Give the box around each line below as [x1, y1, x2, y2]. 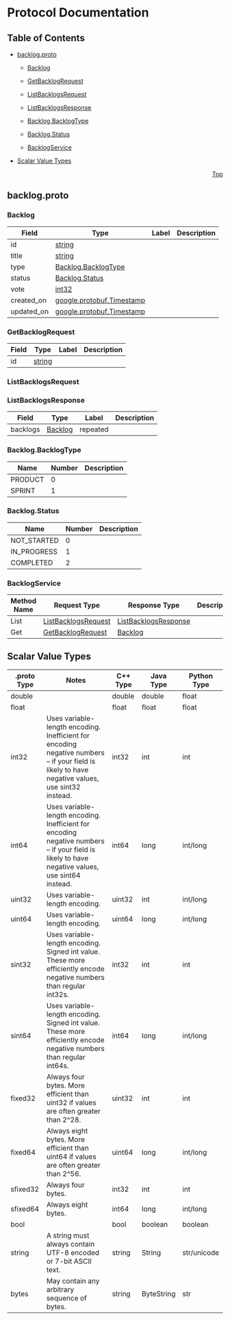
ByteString [141, 1288, 176, 1298]
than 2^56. [46, 1168, 81, 1178]
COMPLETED [10, 558, 53, 567]
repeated [79, 425, 109, 434]
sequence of [46, 1293, 88, 1303]
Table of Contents [7, 32, 86, 44]
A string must [46, 1230, 90, 1240]
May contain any [46, 1276, 100, 1286]
